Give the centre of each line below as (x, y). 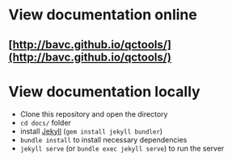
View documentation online (103, 15)
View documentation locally (104, 91)
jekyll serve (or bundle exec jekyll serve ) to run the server (122, 148)
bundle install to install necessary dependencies (103, 139)
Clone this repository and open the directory (94, 114)
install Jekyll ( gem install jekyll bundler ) (91, 131)
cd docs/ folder (45, 122)
